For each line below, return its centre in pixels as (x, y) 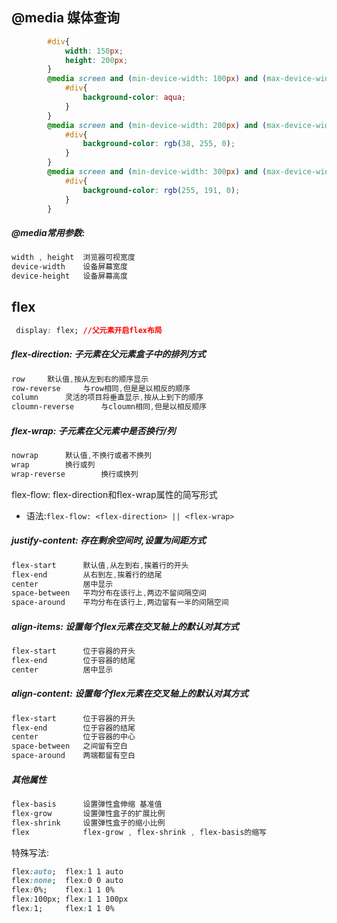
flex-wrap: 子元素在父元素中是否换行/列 (93, 430)
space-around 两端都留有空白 (73, 756)
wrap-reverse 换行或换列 (75, 474)
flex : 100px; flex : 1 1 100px (70, 899)
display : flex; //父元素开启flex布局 (89, 330)
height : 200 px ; (96, 60)
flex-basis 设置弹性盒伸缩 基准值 (87, 804)
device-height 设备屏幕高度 (69, 276)
